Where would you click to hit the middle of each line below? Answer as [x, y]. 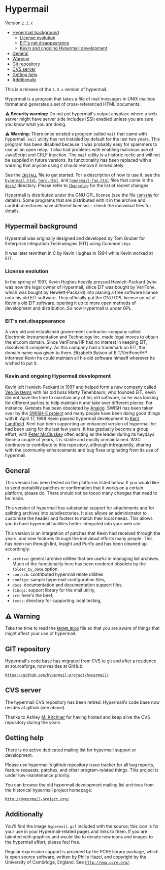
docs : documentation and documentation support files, [67, 585]
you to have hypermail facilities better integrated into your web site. [73, 524]
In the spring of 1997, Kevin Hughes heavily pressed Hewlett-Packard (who [81, 282]
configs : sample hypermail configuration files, [59, 580]
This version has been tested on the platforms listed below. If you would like [82, 483]
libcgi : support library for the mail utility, [54, 590]
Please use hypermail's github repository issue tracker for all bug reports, [80, 765]
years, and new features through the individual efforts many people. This [79, 539]
